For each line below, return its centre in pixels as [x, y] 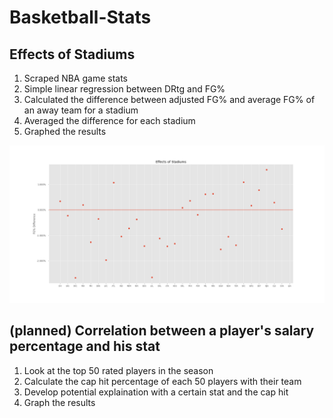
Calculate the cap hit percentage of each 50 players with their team [162, 381]
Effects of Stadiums [72, 54]
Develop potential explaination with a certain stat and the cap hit [156, 392]
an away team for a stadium [81, 110]
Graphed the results [65, 131]
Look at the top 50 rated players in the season [118, 370]
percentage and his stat [85, 346]
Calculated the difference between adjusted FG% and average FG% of [169, 99]
